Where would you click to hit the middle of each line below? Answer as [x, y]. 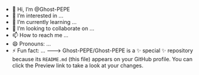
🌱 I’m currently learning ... [44, 22]
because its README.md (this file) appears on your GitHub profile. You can [102, 59]
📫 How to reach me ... [40, 35]
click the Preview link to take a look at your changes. [78, 65]
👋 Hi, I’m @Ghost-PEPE [41, 9]
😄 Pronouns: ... [32, 44]
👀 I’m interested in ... [38, 16]
